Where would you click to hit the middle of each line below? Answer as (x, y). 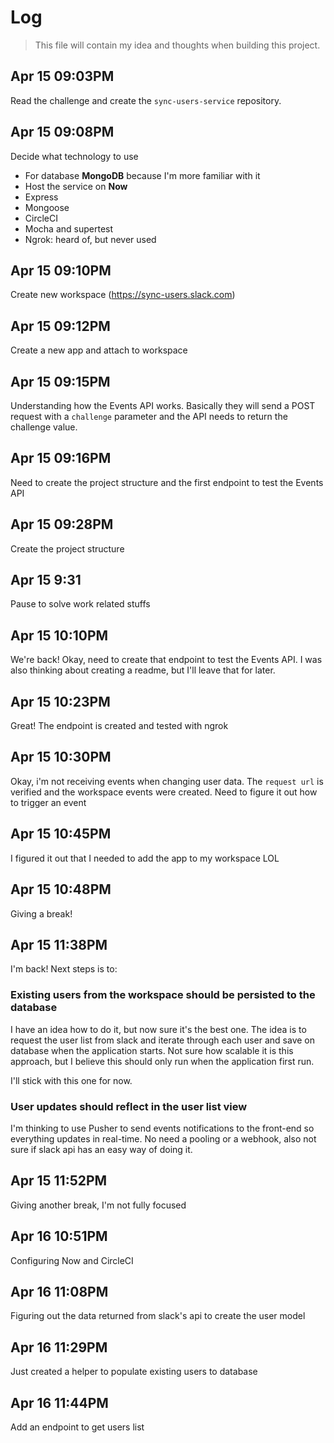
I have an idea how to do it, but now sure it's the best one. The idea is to (158, 1029)
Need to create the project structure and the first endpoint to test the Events (167, 482)
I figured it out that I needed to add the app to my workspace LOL (145, 858)
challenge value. (44, 427)
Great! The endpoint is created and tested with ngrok (119, 726)
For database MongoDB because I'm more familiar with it (142, 175)
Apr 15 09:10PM (61, 270)
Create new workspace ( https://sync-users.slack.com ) (123, 295)
